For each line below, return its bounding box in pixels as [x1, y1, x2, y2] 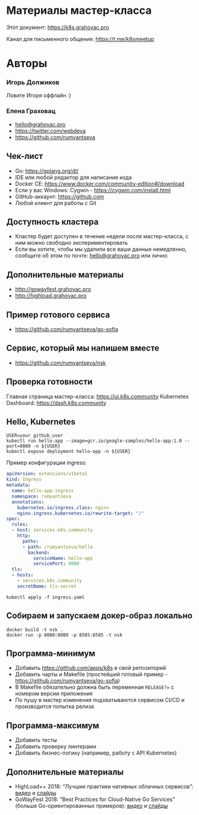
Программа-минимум [6, 648, 95, 658]
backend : [28, 550, 50, 556]
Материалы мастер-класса [6, 4, 152, 18]
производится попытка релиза [14, 703, 95, 710]
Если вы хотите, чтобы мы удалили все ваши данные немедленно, [14, 245, 187, 253]
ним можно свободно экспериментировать [14, 239, 128, 247]
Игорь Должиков [6, 78, 60, 86]
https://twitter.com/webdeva [14, 127, 86, 134]
